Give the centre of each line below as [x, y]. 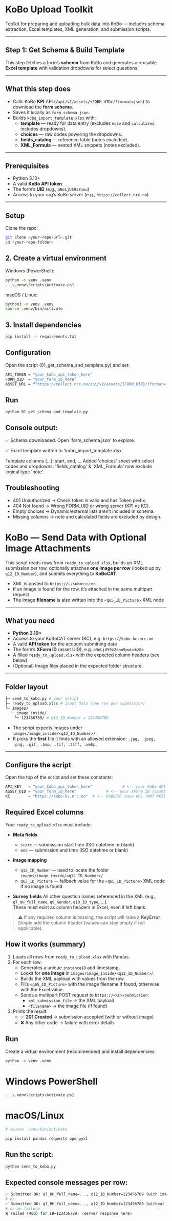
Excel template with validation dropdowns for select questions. [72, 68]
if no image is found [41, 886]
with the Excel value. [42, 989]
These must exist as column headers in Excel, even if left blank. [80, 907]
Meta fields [25, 835]
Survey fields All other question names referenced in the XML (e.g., [84, 896]
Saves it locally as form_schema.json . [51, 112]
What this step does [38, 89]
